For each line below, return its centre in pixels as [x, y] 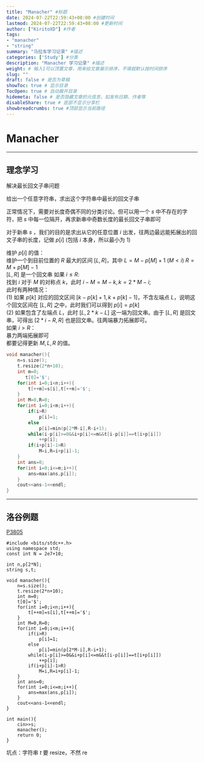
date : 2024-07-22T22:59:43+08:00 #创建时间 [60, 18]
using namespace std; [34, 548]
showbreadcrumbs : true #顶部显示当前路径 [56, 108]
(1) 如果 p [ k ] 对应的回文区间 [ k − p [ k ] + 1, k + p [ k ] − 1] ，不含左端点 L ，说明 [98, 297]
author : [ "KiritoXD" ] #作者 [41, 29]
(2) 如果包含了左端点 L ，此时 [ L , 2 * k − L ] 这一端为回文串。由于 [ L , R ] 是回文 [101, 313]
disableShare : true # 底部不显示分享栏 [53, 102]
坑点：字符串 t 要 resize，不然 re [47, 752]
